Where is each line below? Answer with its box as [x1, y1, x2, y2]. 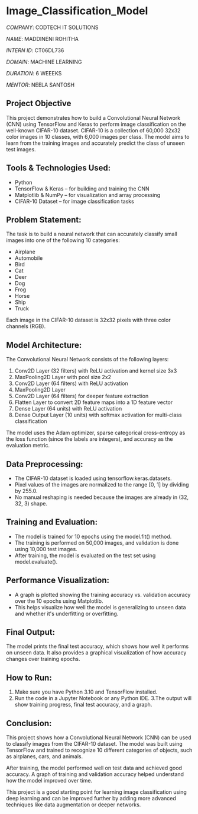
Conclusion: [6, 718, 52, 728]
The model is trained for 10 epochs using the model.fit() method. [14, 533, 172, 540]
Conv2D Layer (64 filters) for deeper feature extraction [14, 393, 149, 400]
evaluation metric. [6, 442, 50, 449]
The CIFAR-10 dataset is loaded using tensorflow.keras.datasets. [14, 475, 173, 482]
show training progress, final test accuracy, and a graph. [14, 701, 152, 708]
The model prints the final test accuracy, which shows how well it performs [6, 643, 189, 650]
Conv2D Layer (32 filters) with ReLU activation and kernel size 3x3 [14, 367, 177, 374]
